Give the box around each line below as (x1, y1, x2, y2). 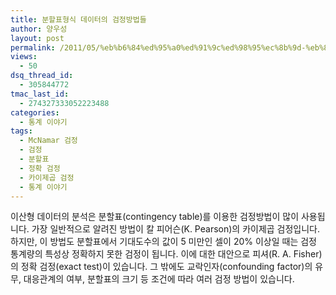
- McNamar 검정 (19, 136, 78, 146)
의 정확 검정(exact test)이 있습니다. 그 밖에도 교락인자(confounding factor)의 (10, 261, 313, 273)
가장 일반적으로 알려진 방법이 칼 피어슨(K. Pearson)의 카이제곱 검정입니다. (31, 223, 321, 235)
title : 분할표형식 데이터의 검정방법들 (10, 14, 147, 25)
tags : (10, 126, 33, 136)
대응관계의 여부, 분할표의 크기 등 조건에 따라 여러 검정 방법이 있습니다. (23, 273, 295, 285)
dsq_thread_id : (10, 71, 74, 81)
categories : (10, 107, 60, 118)
